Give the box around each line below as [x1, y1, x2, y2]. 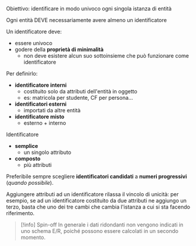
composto [14, 155, 41, 162]
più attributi [23, 162, 52, 168]
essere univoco [14, 40, 53, 46]
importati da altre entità [23, 107, 81, 113]
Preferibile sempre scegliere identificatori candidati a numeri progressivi [6, 173, 187, 180]
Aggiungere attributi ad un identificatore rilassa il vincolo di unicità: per [6, 191, 179, 198]
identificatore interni [14, 81, 67, 89]
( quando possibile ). [6, 179, 54, 186]
